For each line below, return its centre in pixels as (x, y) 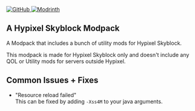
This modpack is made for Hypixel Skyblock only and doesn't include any (98, 55)
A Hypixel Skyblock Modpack (63, 28)
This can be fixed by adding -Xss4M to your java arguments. (89, 101)
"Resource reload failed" (46, 95)
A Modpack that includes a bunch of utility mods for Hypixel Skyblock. (94, 43)
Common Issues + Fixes (52, 80)
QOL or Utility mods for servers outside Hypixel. (66, 61)
